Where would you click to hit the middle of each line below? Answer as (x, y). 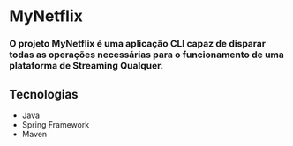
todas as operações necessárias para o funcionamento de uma (147, 55)
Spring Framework (56, 124)
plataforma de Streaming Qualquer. (86, 66)
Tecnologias (44, 94)
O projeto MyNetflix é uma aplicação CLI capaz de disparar (138, 44)
